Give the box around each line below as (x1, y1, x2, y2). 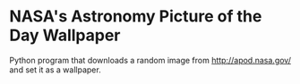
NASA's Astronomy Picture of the (9, 6, 262, 27)
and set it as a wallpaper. (9, 64, 101, 75)
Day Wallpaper (9, 25, 121, 46)
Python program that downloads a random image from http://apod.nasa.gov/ (9, 55, 291, 65)
